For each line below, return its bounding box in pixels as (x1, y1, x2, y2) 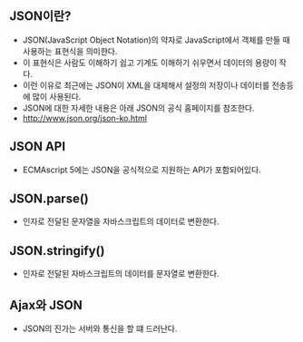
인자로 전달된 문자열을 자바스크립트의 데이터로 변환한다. (22, 216, 220, 227)
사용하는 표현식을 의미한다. (22, 45, 118, 56)
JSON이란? (9, 8, 72, 24)
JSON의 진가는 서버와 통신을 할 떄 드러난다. (22, 323, 178, 334)
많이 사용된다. (32, 91, 82, 102)
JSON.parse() (9, 191, 89, 207)
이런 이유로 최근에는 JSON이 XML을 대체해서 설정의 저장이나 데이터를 (22, 80, 270, 91)
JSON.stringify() (9, 243, 105, 259)
